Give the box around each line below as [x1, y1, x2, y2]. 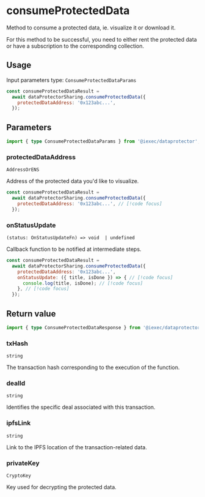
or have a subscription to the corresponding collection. [6, 42, 145, 50]
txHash [6, 339, 29, 348]
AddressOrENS [6, 166, 40, 173]
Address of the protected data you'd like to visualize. [6, 177, 139, 185]
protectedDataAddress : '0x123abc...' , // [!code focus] [17, 200, 163, 207]
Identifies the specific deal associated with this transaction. [6, 403, 156, 411]
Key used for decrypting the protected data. [6, 484, 117, 491]
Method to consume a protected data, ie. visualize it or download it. [6, 24, 176, 31]
